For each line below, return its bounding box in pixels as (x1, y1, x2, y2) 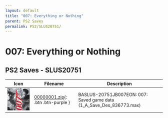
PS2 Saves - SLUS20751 (5, 65, 81, 74)
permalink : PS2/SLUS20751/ (5, 24, 61, 29)
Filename (44, 80, 64, 86)
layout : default (5, 8, 39, 13)
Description (106, 80, 132, 86)
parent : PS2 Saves (5, 18, 43, 23)
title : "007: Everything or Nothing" (5, 13, 84, 18)
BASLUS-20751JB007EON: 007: (78, 91, 148, 97)
